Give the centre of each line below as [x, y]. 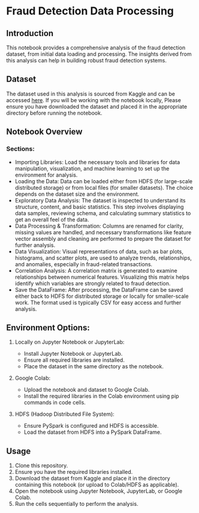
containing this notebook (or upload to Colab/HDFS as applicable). [97, 485]
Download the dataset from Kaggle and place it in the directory [93, 478]
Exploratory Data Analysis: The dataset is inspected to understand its [100, 200]
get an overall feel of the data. [52, 219]
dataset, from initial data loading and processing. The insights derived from [99, 54]
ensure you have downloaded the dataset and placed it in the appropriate [97, 106]
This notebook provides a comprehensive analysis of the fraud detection [96, 47]
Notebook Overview [44, 132]
